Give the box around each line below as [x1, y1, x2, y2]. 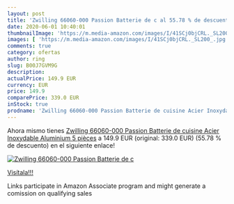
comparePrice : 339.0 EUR [7, 95, 79, 102]
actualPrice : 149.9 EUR [7, 74, 77, 82]
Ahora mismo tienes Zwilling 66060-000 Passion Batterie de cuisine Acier [7, 126, 219, 134]
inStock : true [7, 101, 49, 108]
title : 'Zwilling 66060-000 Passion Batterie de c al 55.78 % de [7, 17, 201, 24]
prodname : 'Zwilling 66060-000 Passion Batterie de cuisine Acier [7, 107, 204, 114]
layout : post [7, 10, 45, 17]
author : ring [7, 56, 45, 63]
